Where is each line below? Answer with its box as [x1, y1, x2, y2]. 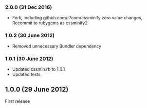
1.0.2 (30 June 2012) [5, 32, 55, 39]
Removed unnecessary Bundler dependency [12, 43, 101, 49]
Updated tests [12, 71, 41, 77]
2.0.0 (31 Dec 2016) [5, 4, 52, 11]
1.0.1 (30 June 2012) [5, 55, 54, 62]
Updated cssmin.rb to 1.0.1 [12, 66, 65, 72]
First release [5, 98, 30, 104]
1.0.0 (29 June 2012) [5, 85, 69, 93]
